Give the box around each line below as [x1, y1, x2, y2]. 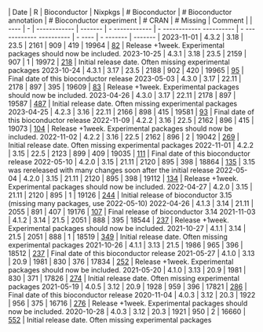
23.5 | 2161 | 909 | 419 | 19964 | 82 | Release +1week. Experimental [8, 41, 225, 50]
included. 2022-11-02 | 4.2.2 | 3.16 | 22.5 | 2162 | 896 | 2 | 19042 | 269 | [8, 132, 239, 141]
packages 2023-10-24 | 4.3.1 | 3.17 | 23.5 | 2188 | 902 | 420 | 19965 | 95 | [8, 66, 244, 74]
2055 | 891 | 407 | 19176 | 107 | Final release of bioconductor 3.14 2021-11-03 [8, 207, 256, 216]
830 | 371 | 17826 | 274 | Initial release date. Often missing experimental [8, 274, 239, 283]
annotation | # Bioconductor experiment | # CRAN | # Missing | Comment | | [8, 16, 253, 25]
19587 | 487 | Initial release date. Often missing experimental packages [8, 99, 238, 108]
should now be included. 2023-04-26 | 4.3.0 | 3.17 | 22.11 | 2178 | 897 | [8, 91, 236, 99]
